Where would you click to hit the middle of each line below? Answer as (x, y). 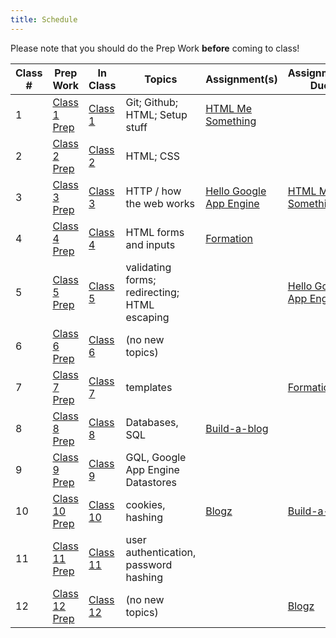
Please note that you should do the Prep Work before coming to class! (155, 48)
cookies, (145, 504)
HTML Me (229, 108)
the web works (160, 203)
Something (231, 121)
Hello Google (236, 191)
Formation (229, 238)
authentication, (161, 552)
